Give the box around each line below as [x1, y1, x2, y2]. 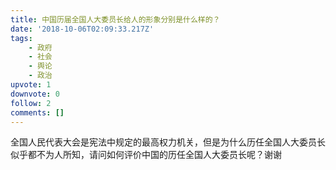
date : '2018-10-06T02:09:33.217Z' [10, 24, 155, 34]
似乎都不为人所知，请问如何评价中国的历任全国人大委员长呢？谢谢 [10, 149, 282, 161]
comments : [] [10, 107, 65, 118]
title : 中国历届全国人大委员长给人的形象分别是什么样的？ [10, 14, 221, 25]
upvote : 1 [10, 80, 52, 90]
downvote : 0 [10, 89, 60, 99]
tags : [10, 33, 33, 43]
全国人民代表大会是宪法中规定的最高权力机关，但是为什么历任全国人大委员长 [10, 136, 326, 148]
